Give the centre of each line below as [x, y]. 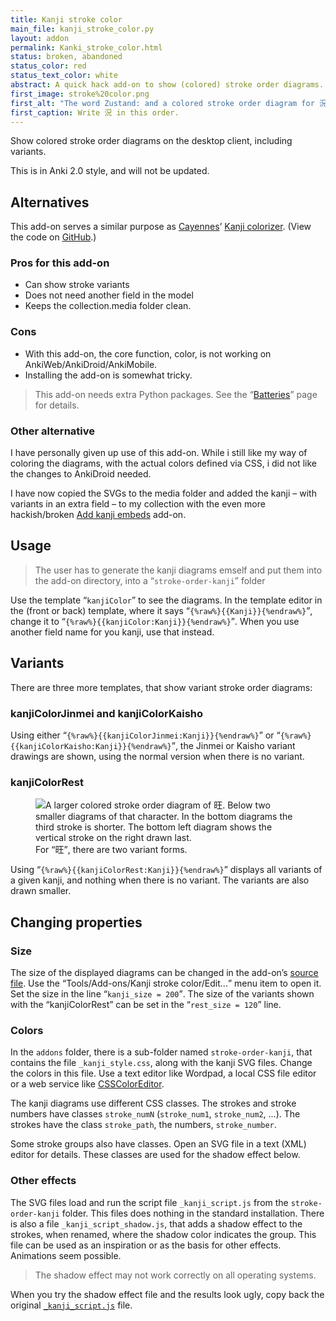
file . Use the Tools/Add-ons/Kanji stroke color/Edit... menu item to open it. [166, 983]
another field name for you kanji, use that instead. [112, 632]
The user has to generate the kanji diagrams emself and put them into [178, 570]
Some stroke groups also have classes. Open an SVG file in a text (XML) [158, 1144]
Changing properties [76, 922]
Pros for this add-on [60, 263]
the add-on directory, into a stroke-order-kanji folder [150, 580]
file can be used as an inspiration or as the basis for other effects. [146, 1245]
